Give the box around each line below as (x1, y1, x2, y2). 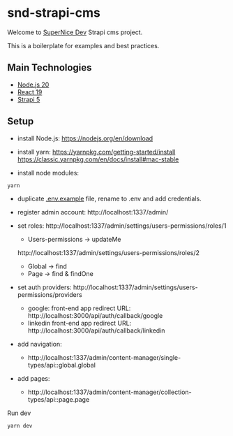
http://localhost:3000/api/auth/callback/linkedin (27, 326, 165, 335)
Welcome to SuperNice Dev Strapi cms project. (7, 28, 143, 36)
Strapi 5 (17, 95, 40, 103)
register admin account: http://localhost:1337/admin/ (17, 208, 169, 217)
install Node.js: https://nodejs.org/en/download (17, 134, 153, 143)
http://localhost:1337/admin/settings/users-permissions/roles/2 (17, 249, 200, 257)
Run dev (7, 409, 31, 417)
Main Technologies (7, 61, 92, 74)
